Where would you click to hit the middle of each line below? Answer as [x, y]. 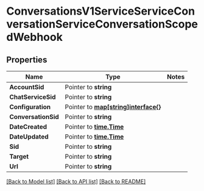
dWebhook [34, 37]
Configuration [30, 107]
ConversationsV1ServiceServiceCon [101, 11]
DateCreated [28, 127]
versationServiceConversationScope [102, 24]
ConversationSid [34, 117]
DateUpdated [29, 137]
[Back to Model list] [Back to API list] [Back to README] [76, 182]
